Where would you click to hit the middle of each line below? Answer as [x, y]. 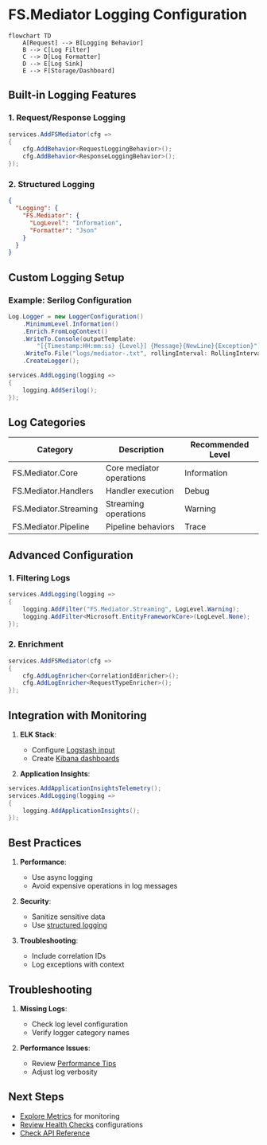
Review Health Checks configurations [81, 1124]
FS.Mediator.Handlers [53, 491]
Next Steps [36, 1097]
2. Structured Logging [52, 184]
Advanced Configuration [71, 555]
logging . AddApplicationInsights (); [81, 811]
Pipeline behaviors [140, 527]
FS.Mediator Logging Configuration [128, 15]
